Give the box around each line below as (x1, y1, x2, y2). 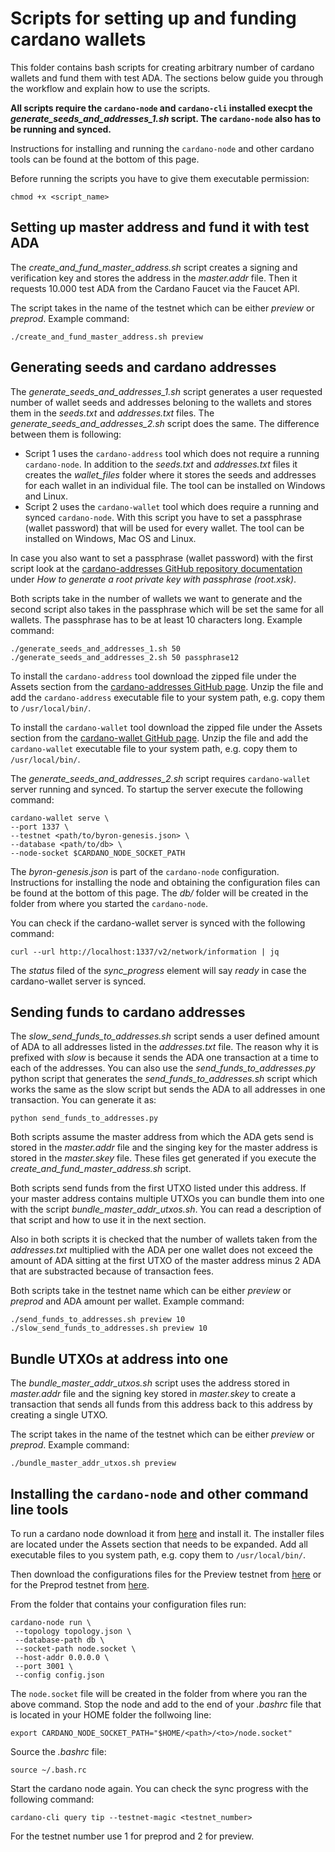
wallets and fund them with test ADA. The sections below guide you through (10, 72, 324, 84)
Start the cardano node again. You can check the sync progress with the (10, 1783, 309, 1794)
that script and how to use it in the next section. (10, 1214, 207, 1226)
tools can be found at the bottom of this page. (10, 153, 200, 165)
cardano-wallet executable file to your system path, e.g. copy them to (10, 742, 298, 754)
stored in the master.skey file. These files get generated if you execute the (10, 1152, 317, 1164)
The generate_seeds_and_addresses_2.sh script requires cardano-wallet (10, 772, 311, 784)
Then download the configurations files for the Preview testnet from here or (10, 1568, 322, 1580)
